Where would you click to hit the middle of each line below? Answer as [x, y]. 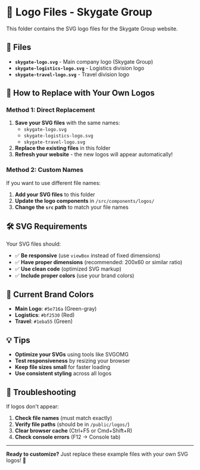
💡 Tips [18, 340]
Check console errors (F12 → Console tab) [68, 437]
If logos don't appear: [33, 406]
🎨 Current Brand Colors [50, 294]
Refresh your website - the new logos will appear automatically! [94, 155]
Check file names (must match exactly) [63, 418]
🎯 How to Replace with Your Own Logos [80, 93]
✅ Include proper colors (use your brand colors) [74, 275]
